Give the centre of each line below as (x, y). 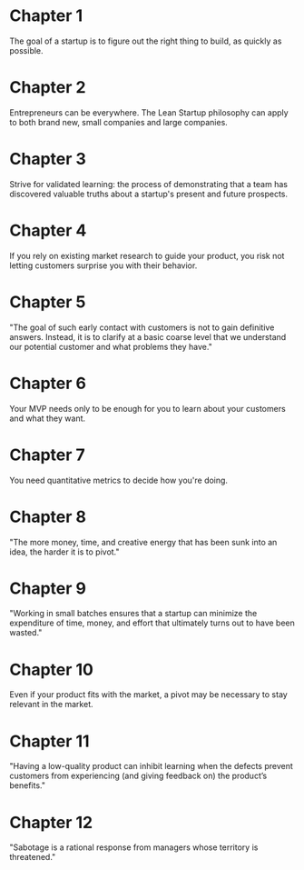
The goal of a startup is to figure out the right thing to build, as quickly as (146, 41)
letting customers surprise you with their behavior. (103, 265)
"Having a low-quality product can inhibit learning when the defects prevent (151, 766)
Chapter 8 (48, 517)
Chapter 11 (49, 741)
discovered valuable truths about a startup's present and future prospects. (149, 194)
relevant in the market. (51, 705)
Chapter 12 (51, 822)
